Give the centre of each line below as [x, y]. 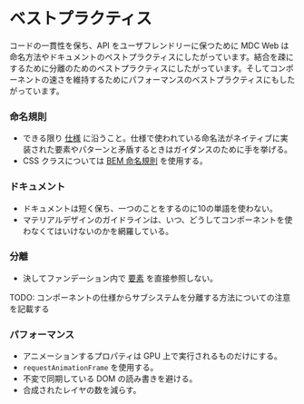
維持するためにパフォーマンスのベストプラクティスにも [176, 79]
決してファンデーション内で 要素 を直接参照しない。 [120, 278]
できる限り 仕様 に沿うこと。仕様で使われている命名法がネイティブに [152, 138]
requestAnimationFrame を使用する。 [90, 368]
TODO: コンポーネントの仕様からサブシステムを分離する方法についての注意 [150, 297]
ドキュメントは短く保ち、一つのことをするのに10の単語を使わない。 [150, 208]
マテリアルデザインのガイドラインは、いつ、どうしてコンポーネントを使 [157, 220]
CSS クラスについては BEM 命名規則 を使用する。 [115, 161]
